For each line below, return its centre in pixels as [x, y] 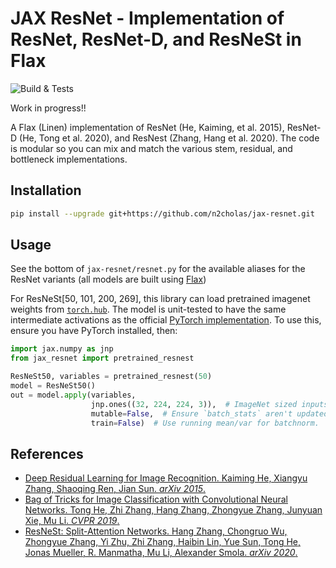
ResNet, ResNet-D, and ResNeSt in [156, 39]
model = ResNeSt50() [53, 386]
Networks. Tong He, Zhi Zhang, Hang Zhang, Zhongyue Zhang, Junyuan [173, 510]
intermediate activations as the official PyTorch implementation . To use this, [166, 320]
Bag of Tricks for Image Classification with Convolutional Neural [156, 499]
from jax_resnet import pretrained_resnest [102, 358]
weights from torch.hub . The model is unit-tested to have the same [148, 309]
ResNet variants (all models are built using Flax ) [108, 279]
